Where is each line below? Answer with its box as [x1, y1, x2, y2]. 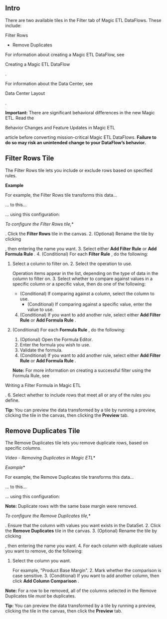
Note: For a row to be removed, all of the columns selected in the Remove [5, 588, 157, 594]
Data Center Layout [5, 90, 45, 96]
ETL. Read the [5, 115, 34, 121]
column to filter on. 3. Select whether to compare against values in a [12, 276, 153, 282]
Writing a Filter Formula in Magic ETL [5, 382, 81, 388]
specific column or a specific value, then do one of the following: [12, 281, 146, 287]
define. [5, 397, 20, 403]
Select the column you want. [12, 558, 71, 564]
